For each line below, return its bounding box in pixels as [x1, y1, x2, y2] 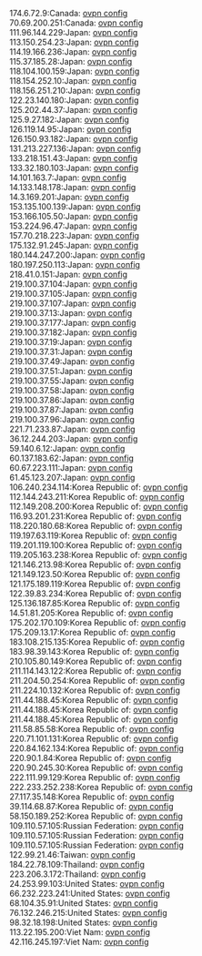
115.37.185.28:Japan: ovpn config [9, 56, 133, 66]
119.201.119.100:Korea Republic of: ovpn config [9, 540, 183, 550]
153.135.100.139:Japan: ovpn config [9, 201, 141, 212]
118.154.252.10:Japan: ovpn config [9, 76, 137, 86]
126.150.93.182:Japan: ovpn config [9, 134, 138, 144]
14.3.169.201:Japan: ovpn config [9, 191, 130, 202]
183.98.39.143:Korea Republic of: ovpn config [9, 646, 180, 656]
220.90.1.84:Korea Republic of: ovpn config [9, 753, 172, 763]
